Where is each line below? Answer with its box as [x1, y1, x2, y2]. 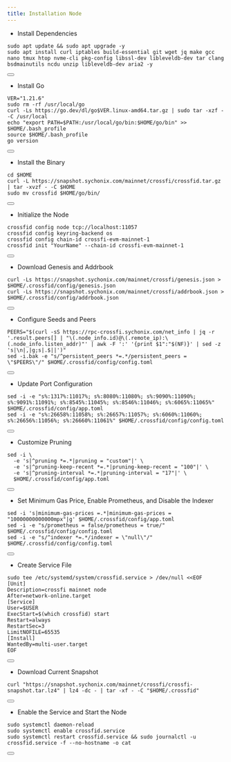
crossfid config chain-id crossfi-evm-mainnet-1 [7, 236, 150, 243]
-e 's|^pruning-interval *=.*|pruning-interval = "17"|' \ [13, 469, 187, 476]
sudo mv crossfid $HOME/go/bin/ [7, 190, 100, 197]
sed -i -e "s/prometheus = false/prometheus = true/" [7, 522, 166, 529]
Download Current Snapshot [17, 667, 99, 675]
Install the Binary [17, 158, 66, 166]
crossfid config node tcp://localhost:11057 [7, 224, 138, 230]
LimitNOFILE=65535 [7, 628, 60, 635]
